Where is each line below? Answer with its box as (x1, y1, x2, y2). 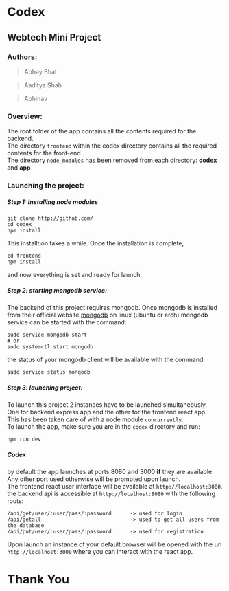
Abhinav (23, 94, 48, 102)
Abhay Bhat (23, 67, 57, 76)
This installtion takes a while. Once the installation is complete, (7, 239, 184, 247)
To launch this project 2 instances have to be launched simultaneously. (7, 401, 208, 409)
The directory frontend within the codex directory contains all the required (7, 142, 217, 150)
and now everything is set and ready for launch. (7, 271, 143, 279)
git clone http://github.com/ (7, 215, 94, 222)
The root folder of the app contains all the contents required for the (7, 127, 197, 135)
